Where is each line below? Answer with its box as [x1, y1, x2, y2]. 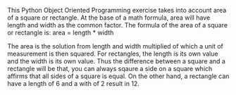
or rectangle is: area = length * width [7, 28, 114, 37]
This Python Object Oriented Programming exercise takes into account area [7, 6, 227, 14]
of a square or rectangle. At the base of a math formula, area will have [7, 13, 211, 22]
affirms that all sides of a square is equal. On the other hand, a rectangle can [7, 72, 230, 80]
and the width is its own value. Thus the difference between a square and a [7, 57, 225, 65]
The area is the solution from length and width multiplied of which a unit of [7, 42, 224, 50]
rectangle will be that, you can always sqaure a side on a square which [7, 65, 213, 72]
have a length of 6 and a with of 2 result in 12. [7, 80, 139, 87]
